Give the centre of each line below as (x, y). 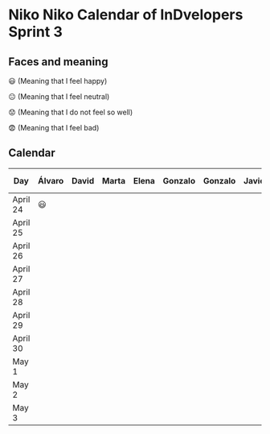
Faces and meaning (58, 62)
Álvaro (51, 180)
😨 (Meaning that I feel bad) (54, 128)
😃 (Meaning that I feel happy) (58, 81)
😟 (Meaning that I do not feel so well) (71, 112)
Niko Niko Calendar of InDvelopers (126, 15)
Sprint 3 (35, 32)
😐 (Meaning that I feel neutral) (59, 97)
